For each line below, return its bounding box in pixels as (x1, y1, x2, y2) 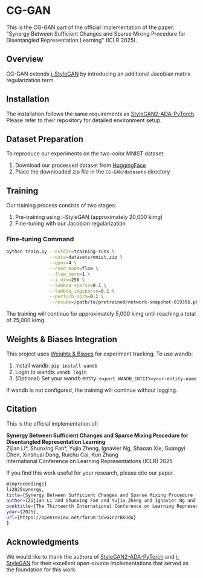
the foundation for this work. (6, 566, 77, 573)
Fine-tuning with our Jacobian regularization (14, 220, 126, 227)
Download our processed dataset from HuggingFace (14, 161, 146, 169)
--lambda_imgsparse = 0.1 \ (49, 288, 115, 294)
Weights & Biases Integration (6, 334, 118, 345)
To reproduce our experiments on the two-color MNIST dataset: (6, 150, 165, 157)
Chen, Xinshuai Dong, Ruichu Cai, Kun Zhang (6, 451, 119, 458)
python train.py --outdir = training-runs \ (6, 248, 115, 255)
